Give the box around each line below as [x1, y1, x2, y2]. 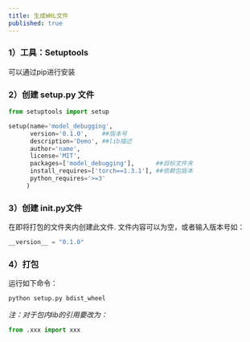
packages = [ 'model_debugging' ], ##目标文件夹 [29, 160, 194, 168]
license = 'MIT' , [29, 152, 81, 161]
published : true [8, 19, 63, 27]
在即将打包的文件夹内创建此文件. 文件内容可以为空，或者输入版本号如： [8, 222, 245, 232]
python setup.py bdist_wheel [8, 295, 106, 303]
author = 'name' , [29, 145, 81, 153]
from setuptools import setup [8, 108, 110, 116]
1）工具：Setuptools [8, 47, 88, 59]
